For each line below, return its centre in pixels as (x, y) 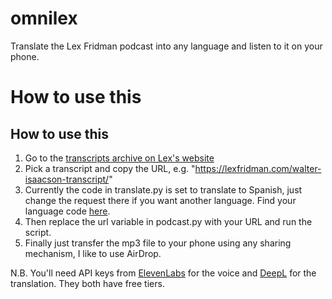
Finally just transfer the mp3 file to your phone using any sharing (158, 243)
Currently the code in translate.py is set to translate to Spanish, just (163, 189)
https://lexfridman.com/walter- (258, 168)
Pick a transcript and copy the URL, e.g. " (110, 168)
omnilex (44, 18)
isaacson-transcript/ (67, 179)
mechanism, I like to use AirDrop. (93, 253)
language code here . (67, 211)
